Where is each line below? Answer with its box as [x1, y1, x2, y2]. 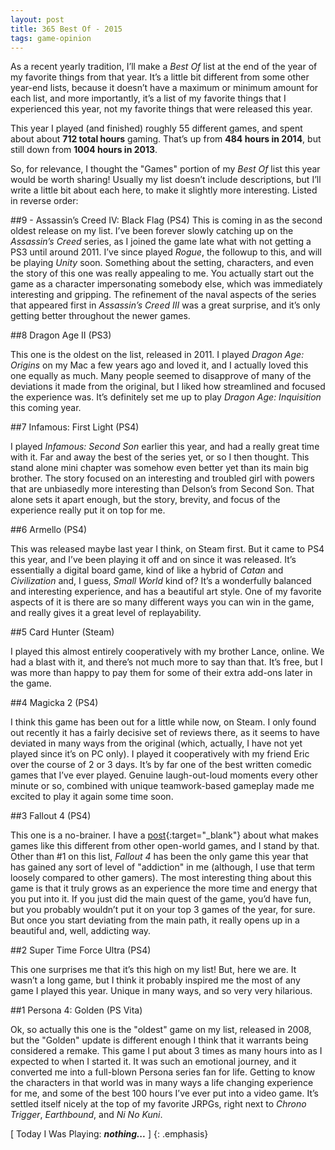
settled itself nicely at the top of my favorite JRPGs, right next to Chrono [10, 1098, 307, 1110]
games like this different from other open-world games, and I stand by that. [10, 840, 320, 852]
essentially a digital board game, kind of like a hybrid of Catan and [10, 564, 284, 576]
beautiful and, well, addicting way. [10, 925, 152, 937]
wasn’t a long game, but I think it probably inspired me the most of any [10, 974, 301, 986]
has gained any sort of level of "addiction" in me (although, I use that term [10, 861, 316, 873]
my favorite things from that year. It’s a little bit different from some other [10, 71, 310, 83]
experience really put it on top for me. [10, 504, 166, 516]
